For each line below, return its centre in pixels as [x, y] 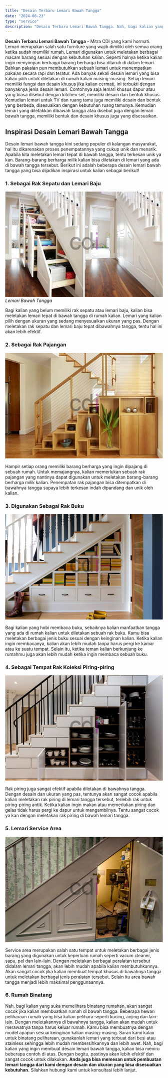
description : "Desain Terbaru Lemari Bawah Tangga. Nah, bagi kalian [79, 27]
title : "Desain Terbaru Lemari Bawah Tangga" [53, 11]
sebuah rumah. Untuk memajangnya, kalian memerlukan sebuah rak [75, 472]
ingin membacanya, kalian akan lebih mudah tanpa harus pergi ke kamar [80, 643]
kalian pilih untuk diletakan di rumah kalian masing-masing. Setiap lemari [80, 79]
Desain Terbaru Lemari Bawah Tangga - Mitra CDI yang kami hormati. [78, 41]
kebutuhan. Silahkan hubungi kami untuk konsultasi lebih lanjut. [71, 1070]
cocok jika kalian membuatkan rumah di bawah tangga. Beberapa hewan [80, 1011]
